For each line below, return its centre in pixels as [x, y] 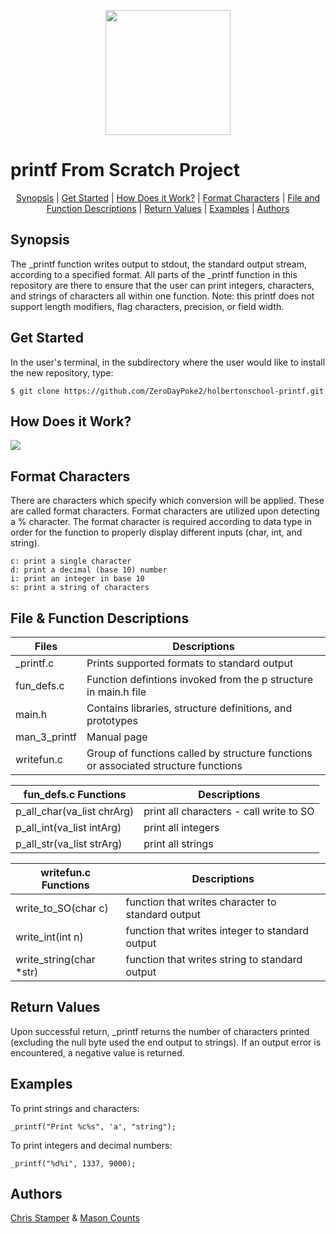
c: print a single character [71, 561]
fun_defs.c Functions [75, 794]
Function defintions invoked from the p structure [200, 679]
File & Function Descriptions [100, 618]
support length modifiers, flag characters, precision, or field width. [147, 306]
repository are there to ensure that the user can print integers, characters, [162, 285]
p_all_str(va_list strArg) [69, 843]
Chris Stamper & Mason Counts [75, 1218]
